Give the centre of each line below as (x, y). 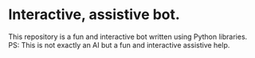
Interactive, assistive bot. (94, 15)
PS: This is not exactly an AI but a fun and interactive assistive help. (119, 44)
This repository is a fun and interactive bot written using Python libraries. (128, 37)
